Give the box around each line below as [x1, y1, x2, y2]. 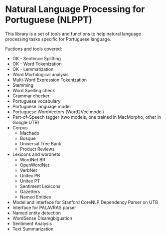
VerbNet [19, 167, 37, 173]
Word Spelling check [12, 87, 55, 93]
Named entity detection [12, 209, 61, 216]
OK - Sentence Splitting [12, 55, 61, 61]
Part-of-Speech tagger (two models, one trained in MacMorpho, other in [12, 114, 162, 120]
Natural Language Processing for [5, 4, 145, 15]
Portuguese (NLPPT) [5, 14, 92, 26]
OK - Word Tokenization [12, 61, 62, 67]
